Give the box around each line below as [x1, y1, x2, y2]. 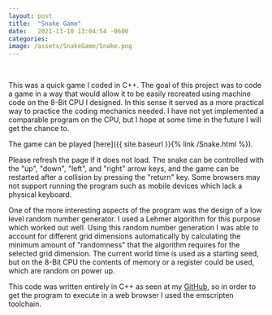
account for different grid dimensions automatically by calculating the [8, 231, 241, 241]
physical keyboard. [8, 190, 72, 199]
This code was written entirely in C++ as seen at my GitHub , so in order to [8, 282, 257, 291]
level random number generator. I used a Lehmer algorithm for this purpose [8, 214, 261, 224]
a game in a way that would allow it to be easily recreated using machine [8, 89, 252, 98]
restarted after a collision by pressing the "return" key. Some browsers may [8, 173, 261, 182]
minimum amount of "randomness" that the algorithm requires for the [8, 240, 240, 250]
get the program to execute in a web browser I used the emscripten [8, 291, 234, 300]
